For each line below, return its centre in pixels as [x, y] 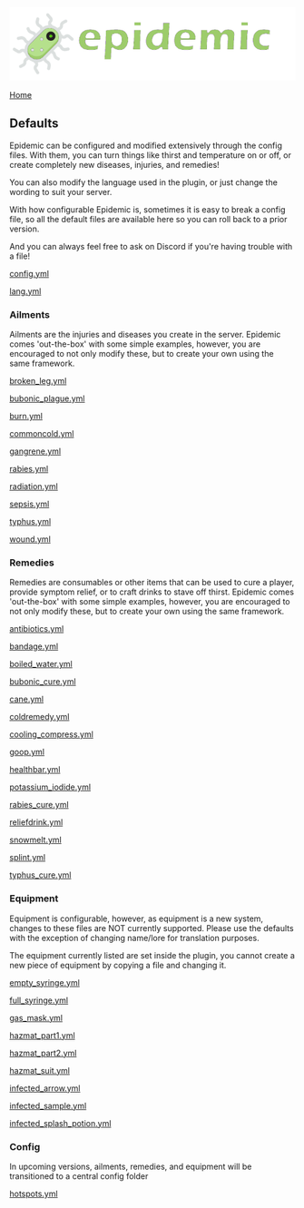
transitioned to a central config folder [79, 1176]
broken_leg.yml [38, 380]
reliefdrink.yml [36, 822]
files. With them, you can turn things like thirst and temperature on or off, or [151, 155]
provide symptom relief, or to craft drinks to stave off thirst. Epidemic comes [152, 592]
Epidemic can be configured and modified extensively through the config [146, 145]
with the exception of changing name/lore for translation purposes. [135, 938]
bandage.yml [34, 646]
